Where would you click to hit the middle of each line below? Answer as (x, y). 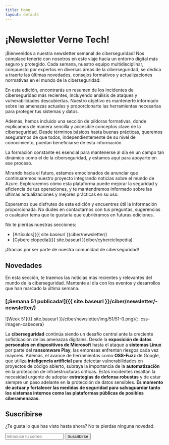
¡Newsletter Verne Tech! (58, 40)
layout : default (22, 15)
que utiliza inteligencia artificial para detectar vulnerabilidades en (74, 361)
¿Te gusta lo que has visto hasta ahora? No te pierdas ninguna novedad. (80, 426)
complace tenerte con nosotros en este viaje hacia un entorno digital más (81, 59)
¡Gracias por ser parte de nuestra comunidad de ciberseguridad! (72, 250)
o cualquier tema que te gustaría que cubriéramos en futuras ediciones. (80, 215)
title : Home (18, 10)
